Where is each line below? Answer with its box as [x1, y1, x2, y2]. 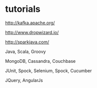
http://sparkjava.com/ [5, 39, 49, 45]
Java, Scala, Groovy [5, 48, 46, 54]
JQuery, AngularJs [5, 77, 43, 83]
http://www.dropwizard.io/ [5, 29, 59, 35]
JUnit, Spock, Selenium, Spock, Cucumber [5, 68, 92, 74]
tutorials [5, 3, 41, 15]
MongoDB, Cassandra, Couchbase [5, 58, 76, 64]
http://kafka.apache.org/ [5, 20, 55, 26]
